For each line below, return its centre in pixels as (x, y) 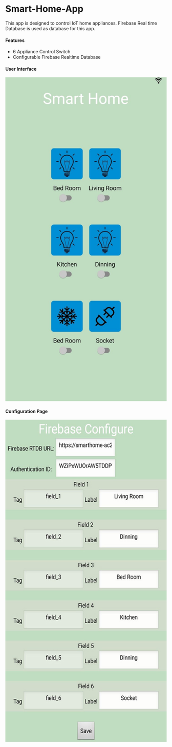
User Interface (21, 69)
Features (15, 40)
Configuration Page (27, 411)
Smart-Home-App (44, 9)
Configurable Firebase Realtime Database (57, 57)
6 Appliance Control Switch (41, 52)
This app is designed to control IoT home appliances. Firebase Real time (81, 23)
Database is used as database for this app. (50, 28)
